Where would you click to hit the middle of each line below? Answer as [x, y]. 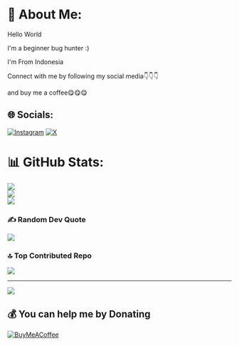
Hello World [25, 34]
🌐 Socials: [31, 115]
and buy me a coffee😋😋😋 [47, 93]
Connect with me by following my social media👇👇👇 [83, 76]
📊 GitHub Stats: [56, 162]
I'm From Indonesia [36, 62]
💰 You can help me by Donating [79, 314]
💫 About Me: [45, 15]
